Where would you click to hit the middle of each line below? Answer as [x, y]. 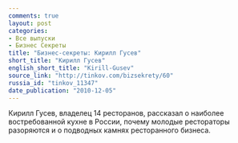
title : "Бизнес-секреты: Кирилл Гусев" [75, 53]
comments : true [34, 16]
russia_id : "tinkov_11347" [53, 83]
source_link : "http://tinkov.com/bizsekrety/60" [91, 76]
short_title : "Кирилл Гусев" [57, 61]
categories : [28, 31]
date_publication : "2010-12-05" [62, 90]
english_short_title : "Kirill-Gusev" [71, 68]
